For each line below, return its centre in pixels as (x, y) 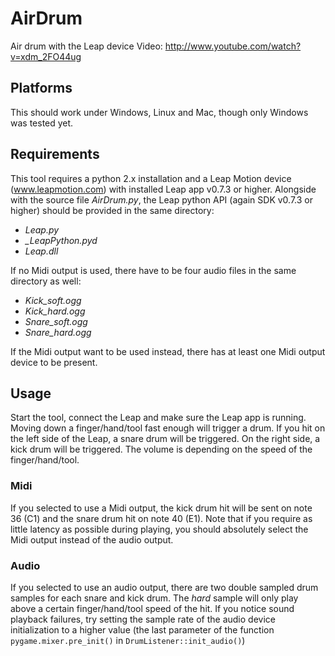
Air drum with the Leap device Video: (86, 46)
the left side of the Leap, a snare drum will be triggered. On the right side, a (165, 439)
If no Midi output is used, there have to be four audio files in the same (153, 270)
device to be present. (54, 362)
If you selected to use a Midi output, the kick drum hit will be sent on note (161, 508)
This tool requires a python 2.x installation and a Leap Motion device (151, 178)
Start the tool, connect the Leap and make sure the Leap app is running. (158, 418)
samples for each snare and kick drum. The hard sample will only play (154, 598)
